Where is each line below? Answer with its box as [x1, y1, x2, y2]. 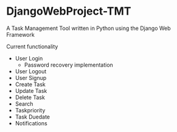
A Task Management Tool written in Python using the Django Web [6, 24, 172, 32]
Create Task [15, 81, 46, 88]
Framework [6, 31, 35, 38]
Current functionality [6, 43, 58, 50]
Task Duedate [15, 113, 50, 120]
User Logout [15, 67, 47, 75]
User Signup [15, 74, 47, 81]
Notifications [15, 119, 47, 127]
